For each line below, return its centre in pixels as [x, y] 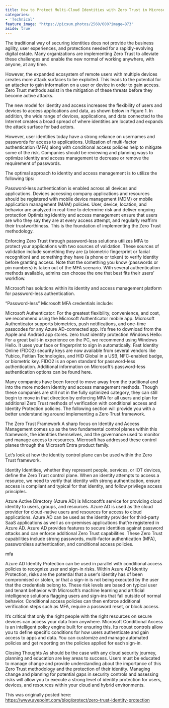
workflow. [15, 278]
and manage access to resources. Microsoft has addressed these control [81, 440]
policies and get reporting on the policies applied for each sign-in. [74, 643]
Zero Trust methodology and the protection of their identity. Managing [78, 669]
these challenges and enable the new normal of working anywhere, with [80, 59]
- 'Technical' [20, 19]
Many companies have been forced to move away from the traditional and [82, 382]
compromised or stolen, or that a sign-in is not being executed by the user [82, 580]
